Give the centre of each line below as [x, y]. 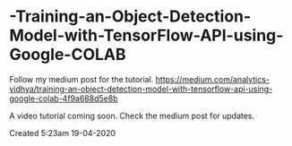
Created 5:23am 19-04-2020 [63, 133]
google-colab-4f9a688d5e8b [64, 98]
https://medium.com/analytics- [213, 79]
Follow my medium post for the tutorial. [82, 79]
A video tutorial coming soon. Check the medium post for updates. [132, 116]
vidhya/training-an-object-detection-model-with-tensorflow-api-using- [141, 89]
